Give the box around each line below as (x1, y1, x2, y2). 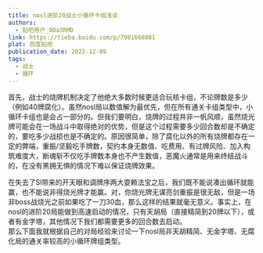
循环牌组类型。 (76, 236, 125, 245)
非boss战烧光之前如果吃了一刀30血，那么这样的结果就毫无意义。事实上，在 (8, 197, 252, 206)
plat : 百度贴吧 (8, 41, 53, 49)
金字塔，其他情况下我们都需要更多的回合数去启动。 (21, 216, 186, 226)
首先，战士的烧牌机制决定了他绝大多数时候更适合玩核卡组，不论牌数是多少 (8, 92, 248, 102)
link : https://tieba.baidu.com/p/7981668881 (8, 33, 156, 42)
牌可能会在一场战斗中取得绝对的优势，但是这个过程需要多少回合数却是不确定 (8, 121, 255, 131)
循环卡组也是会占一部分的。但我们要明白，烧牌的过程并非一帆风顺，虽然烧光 (8, 111, 255, 121)
